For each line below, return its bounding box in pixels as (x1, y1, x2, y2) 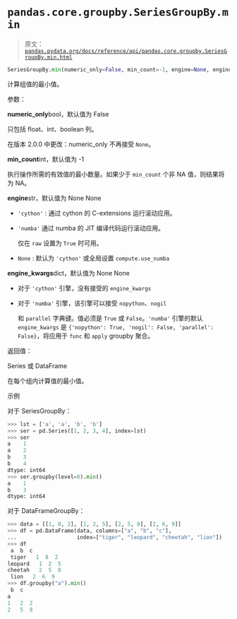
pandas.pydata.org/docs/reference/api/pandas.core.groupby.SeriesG (24, 47, 227, 54)
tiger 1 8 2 (10, 553, 59, 560)
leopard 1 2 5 (7, 560, 61, 567)
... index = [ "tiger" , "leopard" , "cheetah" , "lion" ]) (7, 534, 222, 541)
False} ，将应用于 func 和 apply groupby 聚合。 (17, 331, 154, 340)
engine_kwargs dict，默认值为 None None (7, 269, 130, 277)
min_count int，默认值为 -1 (7, 155, 85, 163)
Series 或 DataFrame (7, 361, 68, 370)
